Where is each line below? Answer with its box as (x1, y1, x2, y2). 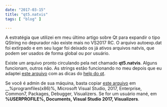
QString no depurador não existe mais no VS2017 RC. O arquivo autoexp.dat (5, 40, 162, 46)
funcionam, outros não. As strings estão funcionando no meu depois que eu (5, 65, 162, 71)
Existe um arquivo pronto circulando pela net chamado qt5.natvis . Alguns (5, 60, 157, 66)
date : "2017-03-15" (5, 7, 46, 12)
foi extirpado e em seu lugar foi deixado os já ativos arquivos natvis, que (5, 45, 154, 51)
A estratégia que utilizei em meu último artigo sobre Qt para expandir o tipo (5, 34, 160, 40)
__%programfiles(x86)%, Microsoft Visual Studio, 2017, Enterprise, (5, 86, 142, 92)
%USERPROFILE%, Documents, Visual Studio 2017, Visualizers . (5, 96, 139, 102)
